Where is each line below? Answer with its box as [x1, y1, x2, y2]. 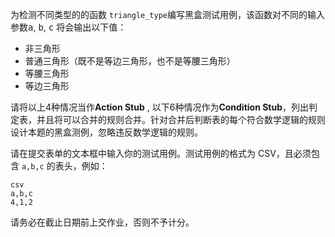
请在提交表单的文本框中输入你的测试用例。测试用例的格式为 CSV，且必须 [10, 148, 312, 159]
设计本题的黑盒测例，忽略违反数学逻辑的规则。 [10, 126, 203, 138]
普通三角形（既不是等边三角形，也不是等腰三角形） [24, 55, 236, 67]
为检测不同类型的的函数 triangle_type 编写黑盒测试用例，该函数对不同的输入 [10, 9, 326, 20]
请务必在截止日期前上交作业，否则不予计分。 [10, 216, 195, 228]
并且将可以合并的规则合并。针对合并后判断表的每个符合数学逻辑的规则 [36, 114, 326, 125]
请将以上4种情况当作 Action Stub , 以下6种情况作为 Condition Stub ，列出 [10, 101, 310, 113]
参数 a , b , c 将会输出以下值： [10, 21, 127, 33]
